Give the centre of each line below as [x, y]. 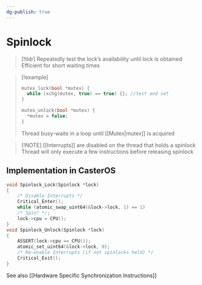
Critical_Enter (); [40, 202]
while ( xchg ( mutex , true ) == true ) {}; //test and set [98, 94]
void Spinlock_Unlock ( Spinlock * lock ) [55, 230]
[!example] [35, 77]
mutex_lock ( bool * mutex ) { [55, 88]
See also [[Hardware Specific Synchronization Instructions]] [82, 275]
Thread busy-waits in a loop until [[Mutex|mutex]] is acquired [98, 133]
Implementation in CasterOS [61, 171]
